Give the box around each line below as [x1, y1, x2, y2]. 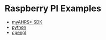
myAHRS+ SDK [11, 19, 43, 25]
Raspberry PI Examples [4, 3, 102, 14]
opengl [11, 29, 26, 35]
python [11, 24, 26, 30]
